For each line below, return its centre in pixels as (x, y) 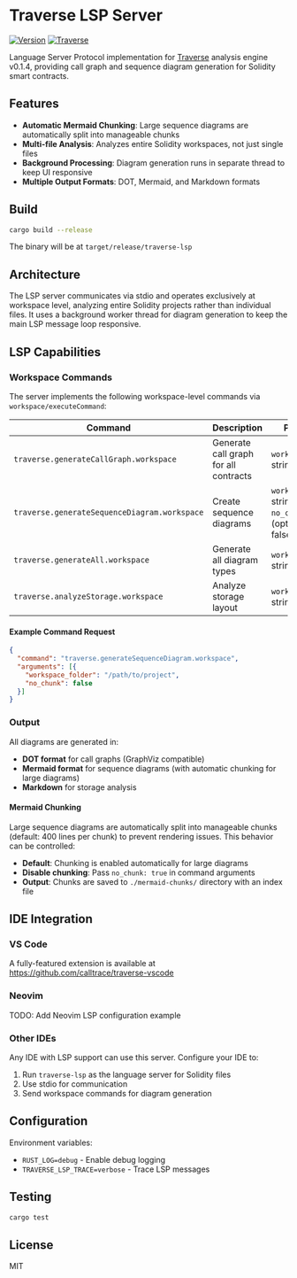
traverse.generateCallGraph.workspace (95, 459)
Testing (30, 1197)
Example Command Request (62, 631)
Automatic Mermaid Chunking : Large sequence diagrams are (135, 125)
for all (224, 464)
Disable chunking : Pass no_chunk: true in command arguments (138, 872)
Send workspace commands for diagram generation (117, 1094)
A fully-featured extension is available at (83, 964)
